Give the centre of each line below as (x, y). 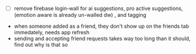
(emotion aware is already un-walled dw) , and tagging (80, 15)
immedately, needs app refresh (52, 33)
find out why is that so (41, 45)
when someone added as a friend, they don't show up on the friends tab (101, 26)
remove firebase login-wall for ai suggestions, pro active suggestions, (98, 8)
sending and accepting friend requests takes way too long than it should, (102, 39)
